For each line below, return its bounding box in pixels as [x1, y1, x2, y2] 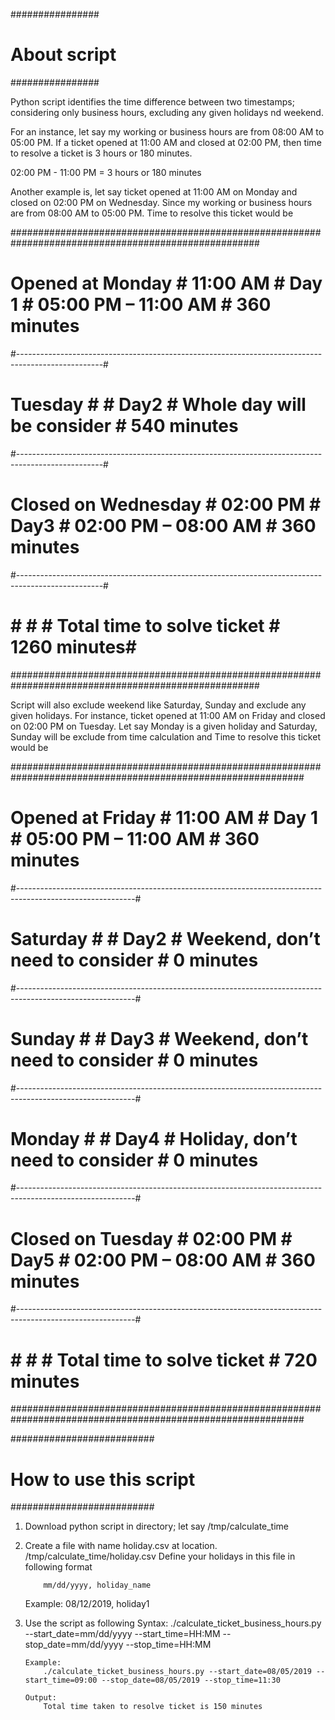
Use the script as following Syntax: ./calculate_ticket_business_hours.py [24, 1617, 322, 1629]
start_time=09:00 [24, 1675, 98, 1686]
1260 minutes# [10, 635, 137, 658]
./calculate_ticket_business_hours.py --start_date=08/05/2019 [43, 1667, 312, 1677]
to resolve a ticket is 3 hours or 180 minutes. [10, 147, 193, 159]
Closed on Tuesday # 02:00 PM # [10, 1227, 293, 1250]
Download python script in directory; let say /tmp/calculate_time [24, 1520, 290, 1533]
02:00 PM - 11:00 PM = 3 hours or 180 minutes [10, 166, 202, 178]
